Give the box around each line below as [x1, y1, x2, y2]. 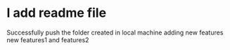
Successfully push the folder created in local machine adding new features [6, 28, 224, 37]
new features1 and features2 [6, 35, 89, 44]
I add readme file [6, 5, 107, 21]
